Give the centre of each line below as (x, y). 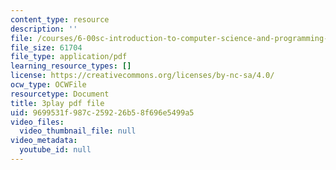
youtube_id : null (55, 150)
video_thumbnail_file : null (78, 131)
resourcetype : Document (60, 94)
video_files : (37, 122)
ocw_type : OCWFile (48, 85)
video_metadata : (44, 141)
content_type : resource (60, 19)
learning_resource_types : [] (71, 66)
